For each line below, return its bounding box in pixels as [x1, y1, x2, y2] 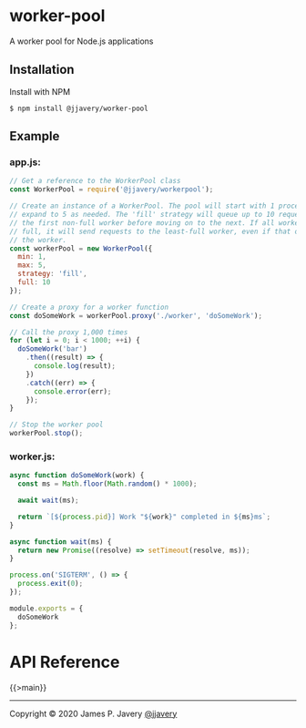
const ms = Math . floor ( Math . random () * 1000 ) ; [17, 479, 198, 488]
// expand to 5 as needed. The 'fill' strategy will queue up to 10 [9, 210, 275, 220]
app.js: [9, 156, 41, 169]
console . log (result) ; [33, 362, 117, 371]
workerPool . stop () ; [9, 429, 84, 438]
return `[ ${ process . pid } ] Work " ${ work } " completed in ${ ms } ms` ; [17, 512, 271, 521]
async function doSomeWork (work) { [9, 471, 145, 480]
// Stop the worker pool [9, 420, 104, 429]
